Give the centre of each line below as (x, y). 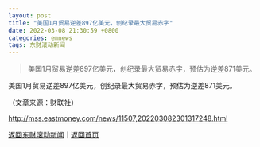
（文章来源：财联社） (43, 103)
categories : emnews (41, 38)
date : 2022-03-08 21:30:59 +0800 (64, 30)
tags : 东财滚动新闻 (37, 45)
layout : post (30, 15)
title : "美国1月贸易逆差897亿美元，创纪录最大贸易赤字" (91, 23)
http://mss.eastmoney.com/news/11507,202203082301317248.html (118, 118)
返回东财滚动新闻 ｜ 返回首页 (54, 135)
